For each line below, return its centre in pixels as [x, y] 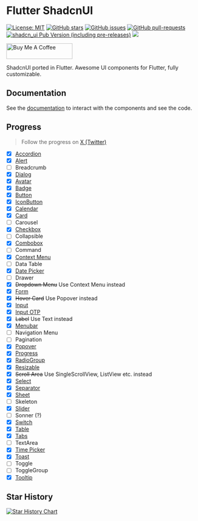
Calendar [26, 209]
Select [23, 381]
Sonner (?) [28, 415]
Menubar [26, 326]
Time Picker [30, 450]
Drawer [24, 278]
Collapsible [29, 236]
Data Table [29, 264]
